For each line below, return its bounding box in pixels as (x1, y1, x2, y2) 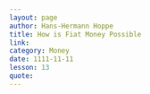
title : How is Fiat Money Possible (9, 30, 142, 38)
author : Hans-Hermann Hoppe (9, 21, 114, 30)
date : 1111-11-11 (9, 55, 74, 64)
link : (9, 38, 29, 47)
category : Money (9, 47, 70, 56)
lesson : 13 (9, 64, 50, 73)
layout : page (9, 13, 58, 22)
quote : (9, 72, 34, 81)
